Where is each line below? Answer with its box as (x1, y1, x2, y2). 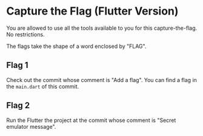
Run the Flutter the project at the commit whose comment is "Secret (6, 117, 176, 124)
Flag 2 (6, 100, 30, 110)
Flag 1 (6, 60, 28, 70)
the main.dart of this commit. (6, 83, 79, 90)
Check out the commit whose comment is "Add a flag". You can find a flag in (6, 76, 197, 83)
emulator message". (6, 123, 56, 130)
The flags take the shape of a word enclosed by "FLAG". (6, 42, 147, 50)
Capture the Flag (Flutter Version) (6, 4, 179, 18)
